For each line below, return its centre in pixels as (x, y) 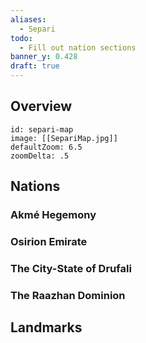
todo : (21, 38)
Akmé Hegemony (53, 215)
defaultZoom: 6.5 (46, 147)
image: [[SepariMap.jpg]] (64, 138)
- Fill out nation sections (78, 47)
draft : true (35, 66)
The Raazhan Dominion (68, 295)
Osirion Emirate (49, 242)
